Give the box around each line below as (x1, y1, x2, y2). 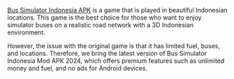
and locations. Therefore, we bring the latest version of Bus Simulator (7, 49, 207, 57)
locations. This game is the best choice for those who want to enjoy (7, 13, 202, 22)
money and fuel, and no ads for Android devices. (7, 64, 148, 72)
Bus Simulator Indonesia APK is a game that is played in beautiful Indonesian (7, 6, 228, 14)
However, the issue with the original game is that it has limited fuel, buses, (7, 42, 220, 50)
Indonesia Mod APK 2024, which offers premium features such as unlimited (7, 57, 225, 65)
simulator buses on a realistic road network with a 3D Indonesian (7, 21, 194, 29)
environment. (7, 28, 45, 36)
